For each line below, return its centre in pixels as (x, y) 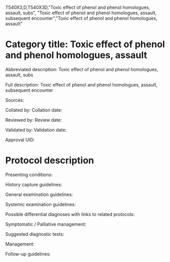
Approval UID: (20, 140)
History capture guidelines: (34, 184)
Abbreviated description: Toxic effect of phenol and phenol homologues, (82, 69)
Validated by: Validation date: (36, 129)
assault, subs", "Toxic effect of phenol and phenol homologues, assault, (81, 13)
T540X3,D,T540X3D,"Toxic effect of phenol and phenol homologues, (78, 7)
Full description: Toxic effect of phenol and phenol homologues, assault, (81, 84)
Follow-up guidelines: (28, 254)
